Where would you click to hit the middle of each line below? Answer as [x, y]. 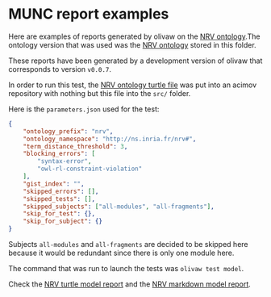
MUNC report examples [89, 14]
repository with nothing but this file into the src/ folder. [100, 93]
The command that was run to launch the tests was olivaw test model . [126, 269]
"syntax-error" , [65, 161]
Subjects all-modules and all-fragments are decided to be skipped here [128, 245]
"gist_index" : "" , [54, 184]
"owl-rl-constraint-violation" [90, 169]
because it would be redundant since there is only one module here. [121, 253]
